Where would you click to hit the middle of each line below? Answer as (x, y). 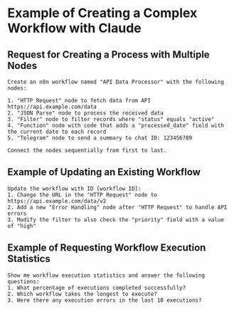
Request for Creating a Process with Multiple (108, 54)
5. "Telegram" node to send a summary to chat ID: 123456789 (100, 138)
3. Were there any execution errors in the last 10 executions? (105, 300)
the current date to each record (57, 132)
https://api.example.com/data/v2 (57, 201)
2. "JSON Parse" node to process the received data (85, 113)
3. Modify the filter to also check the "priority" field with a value (116, 220)
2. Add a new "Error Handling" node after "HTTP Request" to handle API (117, 207)
